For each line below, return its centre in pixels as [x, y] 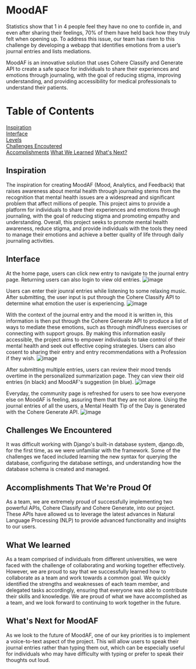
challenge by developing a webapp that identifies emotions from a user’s [93, 45]
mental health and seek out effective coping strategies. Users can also [91, 345]
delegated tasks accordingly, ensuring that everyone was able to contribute [97, 590]
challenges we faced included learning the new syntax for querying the [92, 457]
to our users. [21, 527]
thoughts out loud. [28, 660]
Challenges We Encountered [59, 430]
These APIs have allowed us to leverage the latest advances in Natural [90, 514]
